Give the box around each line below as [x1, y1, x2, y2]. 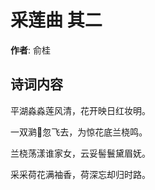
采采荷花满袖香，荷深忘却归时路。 [10, 168, 151, 180]
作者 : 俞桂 [10, 44, 51, 56]
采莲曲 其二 [10, 9, 103, 32]
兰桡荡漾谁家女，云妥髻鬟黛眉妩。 [10, 147, 151, 159]
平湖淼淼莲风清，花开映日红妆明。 [10, 104, 151, 116]
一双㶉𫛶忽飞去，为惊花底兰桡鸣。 [10, 126, 148, 138]
